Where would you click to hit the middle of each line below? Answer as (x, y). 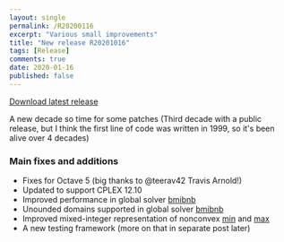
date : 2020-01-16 (42, 68)
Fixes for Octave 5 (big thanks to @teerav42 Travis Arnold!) (132, 181)
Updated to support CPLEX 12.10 (82, 190)
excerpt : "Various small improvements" (84, 34)
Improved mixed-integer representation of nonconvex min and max (146, 219)
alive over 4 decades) (49, 138)
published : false (42, 76)
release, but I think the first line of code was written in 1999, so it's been (142, 128)
